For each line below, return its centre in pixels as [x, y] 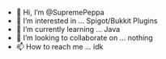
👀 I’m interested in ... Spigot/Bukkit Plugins [87, 21]
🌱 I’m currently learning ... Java [68, 29]
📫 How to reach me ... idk [60, 47]
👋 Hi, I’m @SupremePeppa [60, 12]
